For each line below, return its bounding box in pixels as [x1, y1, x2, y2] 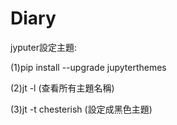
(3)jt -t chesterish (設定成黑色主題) [10, 103, 153, 115]
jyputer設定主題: [10, 41, 78, 53]
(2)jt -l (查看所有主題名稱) [10, 82, 115, 94]
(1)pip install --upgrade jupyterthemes [10, 61, 167, 73]
